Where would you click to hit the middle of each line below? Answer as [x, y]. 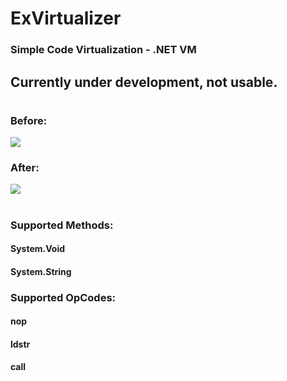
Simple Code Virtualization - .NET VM [103, 50]
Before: [29, 120]
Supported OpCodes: [63, 297]
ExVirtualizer [66, 18]
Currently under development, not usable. [144, 82]
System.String [41, 271]
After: [25, 167]
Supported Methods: [62, 225]
